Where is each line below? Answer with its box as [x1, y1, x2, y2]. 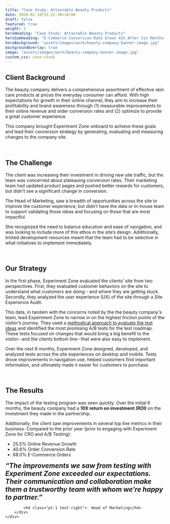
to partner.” [5, 493, 43, 501]
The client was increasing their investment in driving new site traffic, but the [5, 172, 163, 178]
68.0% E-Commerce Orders [12, 451, 71, 458]
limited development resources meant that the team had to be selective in [5, 235, 158, 240]
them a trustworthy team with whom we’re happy [5, 485, 163, 494]
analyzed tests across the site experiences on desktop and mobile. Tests [5, 351, 157, 357]
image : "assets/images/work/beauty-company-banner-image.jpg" [5, 50, 139, 55]
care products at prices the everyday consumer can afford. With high [5, 92, 149, 98]
